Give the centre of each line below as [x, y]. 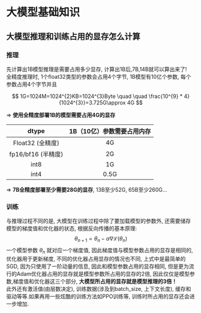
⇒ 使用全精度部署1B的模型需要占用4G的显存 [61, 115]
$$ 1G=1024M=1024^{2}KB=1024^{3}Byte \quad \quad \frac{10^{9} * [97, 96]
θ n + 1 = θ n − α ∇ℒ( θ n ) [101, 239]
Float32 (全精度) [36, 143]
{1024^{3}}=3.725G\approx [92, 102]
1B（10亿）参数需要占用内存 [110, 131]
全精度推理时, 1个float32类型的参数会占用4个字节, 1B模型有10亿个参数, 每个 [99, 76]
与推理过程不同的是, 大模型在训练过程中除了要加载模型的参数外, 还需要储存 [98, 221]
